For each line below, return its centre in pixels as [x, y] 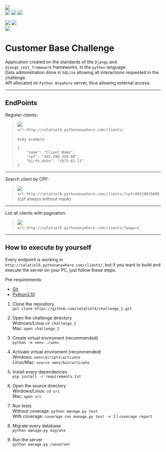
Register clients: [21, 115]
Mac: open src [27, 396]
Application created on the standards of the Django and [61, 62]
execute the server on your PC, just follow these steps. [61, 270]
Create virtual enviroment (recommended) [55, 338]
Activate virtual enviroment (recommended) [57, 352]
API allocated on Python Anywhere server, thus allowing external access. [78, 83]
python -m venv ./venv [36, 342]
